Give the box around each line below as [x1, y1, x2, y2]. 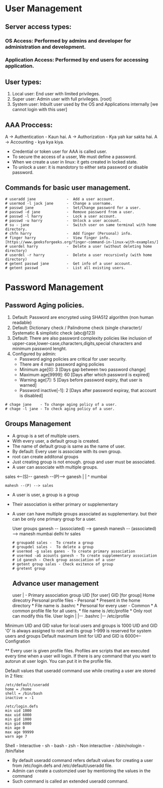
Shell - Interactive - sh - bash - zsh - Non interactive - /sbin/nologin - [5, 743, 145, 749]
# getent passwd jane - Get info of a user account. [5, 261, 133, 266]
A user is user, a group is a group [12, 492, 79, 498]
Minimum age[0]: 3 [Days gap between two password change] [19, 366, 146, 372]
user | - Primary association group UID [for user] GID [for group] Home [12, 592, 155, 598]
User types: [5, 78, 42, 86]
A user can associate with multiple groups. [12, 464, 98, 470]
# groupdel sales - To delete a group [12, 544, 94, 549]
